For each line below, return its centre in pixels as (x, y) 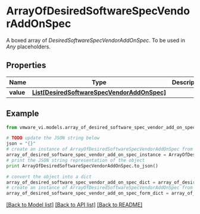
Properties (26, 65)
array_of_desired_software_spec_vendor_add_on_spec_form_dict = (87, 193)
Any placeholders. (29, 47)
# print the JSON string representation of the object (76, 160)
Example (23, 114)
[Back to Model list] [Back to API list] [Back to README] (74, 205)
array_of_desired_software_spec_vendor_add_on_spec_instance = (86, 155)
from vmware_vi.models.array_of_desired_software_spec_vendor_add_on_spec (101, 127)
